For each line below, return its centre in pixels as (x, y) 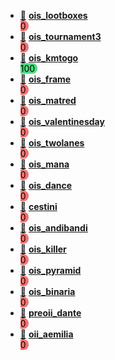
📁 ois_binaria (47, 291)
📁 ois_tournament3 (60, 36)
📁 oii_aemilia (46, 334)
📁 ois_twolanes (52, 143)
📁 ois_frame (45, 79)
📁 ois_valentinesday (62, 121)
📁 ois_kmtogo (49, 58)
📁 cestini (38, 206)
